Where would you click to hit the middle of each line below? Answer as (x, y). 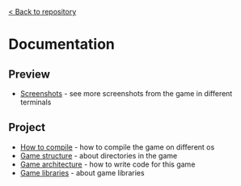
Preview (30, 74)
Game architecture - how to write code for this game (108, 164)
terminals (36, 102)
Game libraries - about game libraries (82, 172)
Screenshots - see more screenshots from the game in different (126, 93)
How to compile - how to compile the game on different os (117, 147)
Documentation (62, 44)
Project (27, 127)
